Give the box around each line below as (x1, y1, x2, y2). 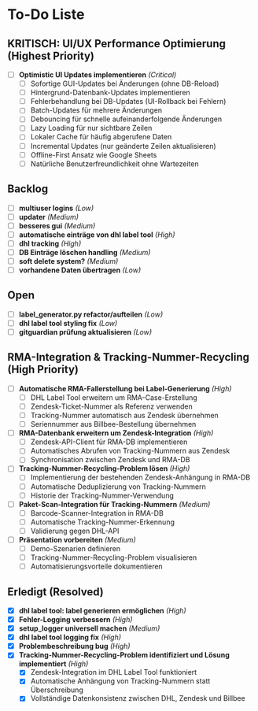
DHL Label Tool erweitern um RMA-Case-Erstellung (30, 392, 197, 402)
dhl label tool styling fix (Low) (18, 318, 118, 328)
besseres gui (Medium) (18, 220, 96, 230)
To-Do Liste (7, 6, 85, 24)
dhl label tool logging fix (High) (18, 632, 122, 642)
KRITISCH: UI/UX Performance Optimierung (7, 37, 226, 50)
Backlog (7, 183, 49, 196)
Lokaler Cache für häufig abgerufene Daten (30, 132, 172, 142)
